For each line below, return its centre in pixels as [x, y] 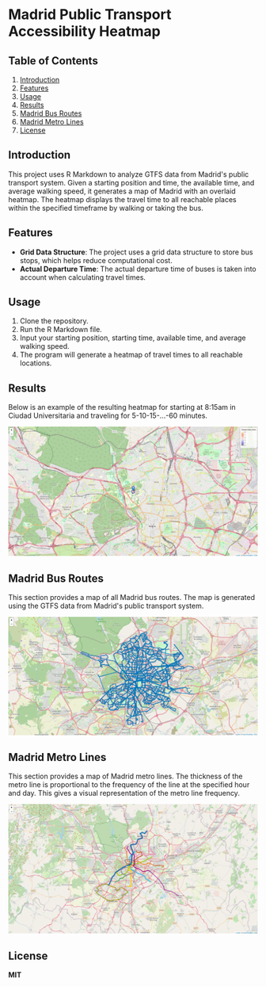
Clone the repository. [54, 321]
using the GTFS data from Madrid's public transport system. [106, 606]
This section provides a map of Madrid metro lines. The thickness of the [125, 776]
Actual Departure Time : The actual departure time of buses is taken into [138, 269]
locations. [36, 363]
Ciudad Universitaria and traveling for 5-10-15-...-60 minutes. [108, 416]
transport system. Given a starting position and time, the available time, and [131, 182]
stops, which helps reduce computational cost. [96, 260]
